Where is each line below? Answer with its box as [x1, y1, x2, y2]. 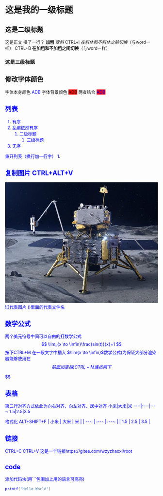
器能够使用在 [5, 356, 31, 362]
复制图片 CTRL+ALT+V [5, 169, 73, 177]
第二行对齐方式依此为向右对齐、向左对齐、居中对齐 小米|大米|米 [5, 403, 132, 409]
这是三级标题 [5, 58, 35, 65]
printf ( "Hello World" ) [5, 486, 51, 491]
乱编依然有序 [12, 125, 38, 131]
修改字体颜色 [5, 75, 44, 83]
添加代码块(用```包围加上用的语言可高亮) [5, 476, 85, 482]
